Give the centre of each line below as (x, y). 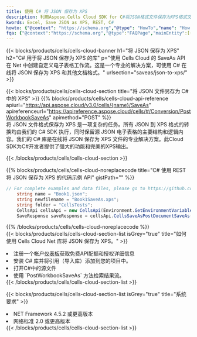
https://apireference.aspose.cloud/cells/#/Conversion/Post (120, 111)
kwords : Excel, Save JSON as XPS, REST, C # (60, 22)
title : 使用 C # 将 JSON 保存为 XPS (47, 11)
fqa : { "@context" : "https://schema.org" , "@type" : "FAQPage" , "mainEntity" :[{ (99, 33)
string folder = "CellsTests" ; (55, 205)
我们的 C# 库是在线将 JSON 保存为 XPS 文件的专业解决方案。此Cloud (100, 139)
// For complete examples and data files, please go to (76, 189)
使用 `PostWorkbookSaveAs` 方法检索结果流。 (69, 276)
